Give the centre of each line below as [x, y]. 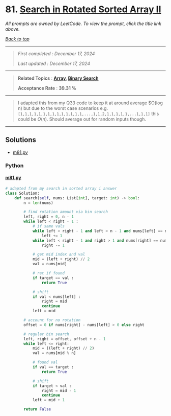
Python [15, 166]
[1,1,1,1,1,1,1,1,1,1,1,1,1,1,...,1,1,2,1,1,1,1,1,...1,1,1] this [88, 113]
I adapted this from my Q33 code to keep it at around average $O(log [90, 103]
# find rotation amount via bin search [66, 212]
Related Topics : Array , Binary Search [58, 78]
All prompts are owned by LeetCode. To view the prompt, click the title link [83, 24]
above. [12, 29]
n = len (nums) [38, 203]
